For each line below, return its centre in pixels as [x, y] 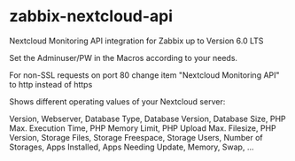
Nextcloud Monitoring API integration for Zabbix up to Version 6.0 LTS [136, 41]
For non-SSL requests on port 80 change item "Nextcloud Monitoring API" [145, 75]
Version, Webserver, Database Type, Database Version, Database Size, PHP [147, 119]
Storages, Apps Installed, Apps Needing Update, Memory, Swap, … [132, 147]
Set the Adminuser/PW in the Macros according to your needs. [123, 57]
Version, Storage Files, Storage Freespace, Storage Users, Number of [136, 137]
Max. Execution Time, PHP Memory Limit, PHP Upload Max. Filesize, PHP [143, 128]
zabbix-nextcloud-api [91, 16]
